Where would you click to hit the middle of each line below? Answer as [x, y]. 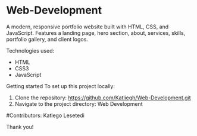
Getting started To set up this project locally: [60, 86]
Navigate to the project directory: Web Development [79, 103]
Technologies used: [30, 50]
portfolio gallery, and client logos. [47, 39]
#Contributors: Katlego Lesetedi [45, 115]
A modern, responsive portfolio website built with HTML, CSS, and [87, 27]
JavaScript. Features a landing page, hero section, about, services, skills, [96, 33]
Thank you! [20, 127]
